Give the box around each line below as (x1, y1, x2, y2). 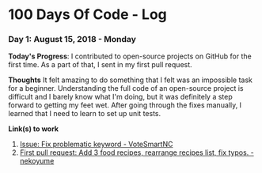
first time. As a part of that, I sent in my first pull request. (8, 60, 192, 70)
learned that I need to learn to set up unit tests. (8, 109, 161, 118)
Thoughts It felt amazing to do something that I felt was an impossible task (8, 75, 253, 85)
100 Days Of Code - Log (8, 6, 168, 24)
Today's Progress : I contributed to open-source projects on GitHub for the (8, 51, 252, 61)
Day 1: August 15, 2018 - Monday (8, 34, 137, 45)
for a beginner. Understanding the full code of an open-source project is (8, 84, 244, 93)
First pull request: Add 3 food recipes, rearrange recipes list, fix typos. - (19, 148, 255, 157)
